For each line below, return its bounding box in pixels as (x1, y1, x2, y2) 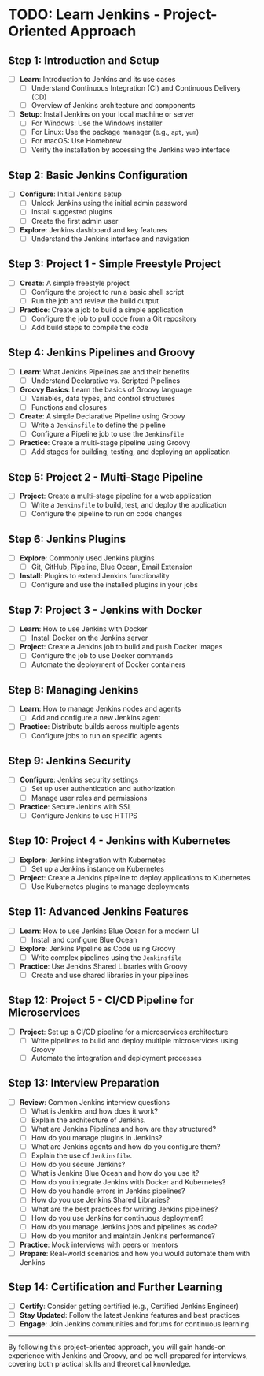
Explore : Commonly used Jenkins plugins (19, 553, 155, 563)
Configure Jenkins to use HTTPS (31, 810, 138, 820)
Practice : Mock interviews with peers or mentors (19, 1240, 178, 1249)
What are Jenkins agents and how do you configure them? (31, 1142, 222, 1151)
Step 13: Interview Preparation (8, 1077, 159, 1090)
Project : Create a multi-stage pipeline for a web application (19, 491, 212, 501)
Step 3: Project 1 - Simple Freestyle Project (8, 258, 222, 271)
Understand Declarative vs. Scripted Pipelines (31, 376, 181, 385)
